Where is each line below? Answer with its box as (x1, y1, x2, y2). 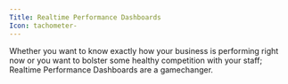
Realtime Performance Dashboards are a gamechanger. (9, 64, 214, 75)
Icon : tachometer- (9, 21, 78, 30)
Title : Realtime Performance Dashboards (9, 12, 162, 22)
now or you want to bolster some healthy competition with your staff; (9, 55, 263, 65)
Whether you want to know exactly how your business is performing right (9, 45, 279, 56)
